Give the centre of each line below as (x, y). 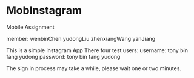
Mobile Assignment (30, 27)
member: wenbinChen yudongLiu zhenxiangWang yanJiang (81, 38)
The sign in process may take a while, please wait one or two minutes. (94, 68)
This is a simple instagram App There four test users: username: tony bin (97, 50)
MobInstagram (44, 10)
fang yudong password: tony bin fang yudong (63, 56)
